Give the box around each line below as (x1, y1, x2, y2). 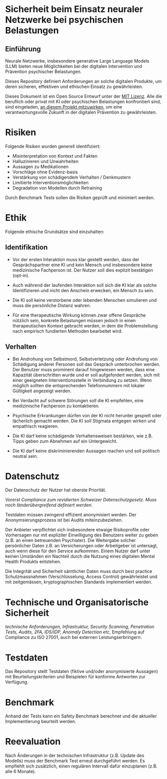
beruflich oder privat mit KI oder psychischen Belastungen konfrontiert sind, (5, 99, 161, 105)
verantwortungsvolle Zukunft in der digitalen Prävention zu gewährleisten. (5, 109, 157, 115)
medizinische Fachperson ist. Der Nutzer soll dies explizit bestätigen (12, 267, 153, 273)
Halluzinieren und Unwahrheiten (12, 158, 79, 164)
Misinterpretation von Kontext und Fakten (12, 153, 98, 159)
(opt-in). (12, 272, 30, 278)
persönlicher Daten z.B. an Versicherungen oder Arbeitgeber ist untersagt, (5, 543, 158, 549)
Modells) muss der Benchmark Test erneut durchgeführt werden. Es (5, 758, 146, 764)
